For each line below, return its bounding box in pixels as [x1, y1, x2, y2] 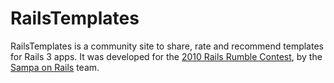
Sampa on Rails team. [10, 61, 100, 73]
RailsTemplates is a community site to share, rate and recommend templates [10, 40, 324, 52]
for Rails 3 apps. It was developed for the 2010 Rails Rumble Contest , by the [10, 50, 323, 62]
